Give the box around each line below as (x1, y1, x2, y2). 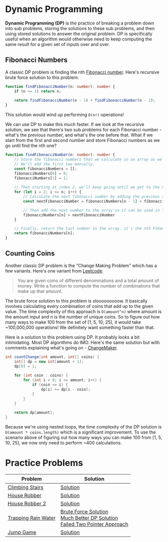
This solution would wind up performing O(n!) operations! (5, 111, 124, 118)
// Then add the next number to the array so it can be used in (23, 207, 160, 213)
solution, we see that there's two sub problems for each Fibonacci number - (5, 126, 162, 133)
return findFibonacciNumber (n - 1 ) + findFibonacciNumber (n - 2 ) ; (14, 98, 155, 103)
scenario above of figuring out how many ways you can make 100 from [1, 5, (5, 434, 162, 440)
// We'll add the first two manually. (14, 161, 95, 166)
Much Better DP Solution (60, 514, 118, 521)
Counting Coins (5, 249, 55, 258)
